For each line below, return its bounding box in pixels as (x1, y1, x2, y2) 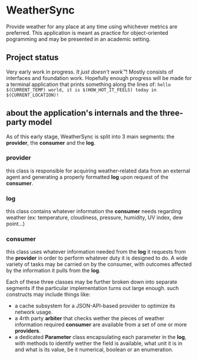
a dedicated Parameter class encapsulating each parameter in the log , (14, 334, 187, 341)
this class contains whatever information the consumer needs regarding (6, 208, 181, 215)
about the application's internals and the (6, 108, 158, 118)
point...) (6, 220, 25, 227)
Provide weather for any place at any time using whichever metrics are (6, 23, 178, 30)
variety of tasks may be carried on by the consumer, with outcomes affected (6, 261, 192, 268)
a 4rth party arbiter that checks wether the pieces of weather (14, 315, 165, 322)
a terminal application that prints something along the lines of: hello (6, 81, 171, 88)
